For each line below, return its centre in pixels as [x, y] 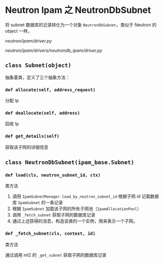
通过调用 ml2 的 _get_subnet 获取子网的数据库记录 [56, 255]
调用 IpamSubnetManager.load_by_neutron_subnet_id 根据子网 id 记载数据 [85, 196]
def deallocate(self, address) [43, 113]
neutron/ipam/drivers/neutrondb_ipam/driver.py [54, 50]
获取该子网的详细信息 [27, 147]
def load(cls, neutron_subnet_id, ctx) [53, 175]
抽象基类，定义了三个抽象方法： [37, 77]
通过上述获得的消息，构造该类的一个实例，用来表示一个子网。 [75, 221]
